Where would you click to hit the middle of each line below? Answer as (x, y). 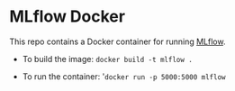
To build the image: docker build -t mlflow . (108, 59)
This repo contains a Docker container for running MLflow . (117, 41)
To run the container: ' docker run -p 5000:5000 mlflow (124, 76)
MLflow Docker (68, 17)
